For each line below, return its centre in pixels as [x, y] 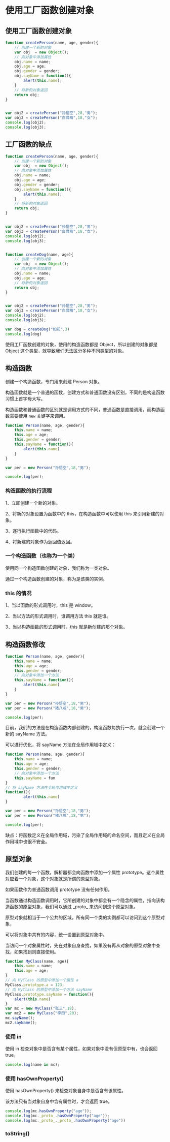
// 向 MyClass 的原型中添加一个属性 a [42, 980]
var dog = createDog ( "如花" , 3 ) [37, 329]
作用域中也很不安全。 [27, 841]
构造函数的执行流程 [29, 491]
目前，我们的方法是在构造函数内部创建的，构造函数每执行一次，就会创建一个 [85, 728]
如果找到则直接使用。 [36, 951]
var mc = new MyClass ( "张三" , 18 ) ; [41, 1009]
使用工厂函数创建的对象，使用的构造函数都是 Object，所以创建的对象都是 [81, 344]
